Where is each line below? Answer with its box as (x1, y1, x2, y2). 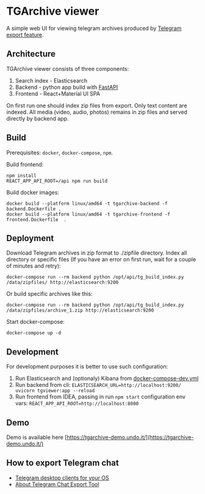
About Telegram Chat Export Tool (15, 481, 99, 488)
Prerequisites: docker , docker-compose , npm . (6, 149, 113, 156)
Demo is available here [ (6, 433, 67, 441)
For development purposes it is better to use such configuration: (6, 363, 168, 370)
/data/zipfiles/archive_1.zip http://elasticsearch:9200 (6, 307, 154, 313)
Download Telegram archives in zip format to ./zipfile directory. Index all (6, 249, 187, 256)
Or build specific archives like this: (6, 290, 93, 298)
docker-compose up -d (6, 330, 62, 336)
